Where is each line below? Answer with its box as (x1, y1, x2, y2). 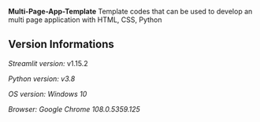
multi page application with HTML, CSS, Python (8, 15, 162, 24)
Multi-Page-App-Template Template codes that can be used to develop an (8, 7, 253, 16)
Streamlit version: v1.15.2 (8, 58, 88, 68)
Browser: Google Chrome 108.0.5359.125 (8, 104, 140, 113)
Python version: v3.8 (8, 74, 76, 83)
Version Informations (8, 38, 114, 51)
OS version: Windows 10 (8, 89, 87, 98)
